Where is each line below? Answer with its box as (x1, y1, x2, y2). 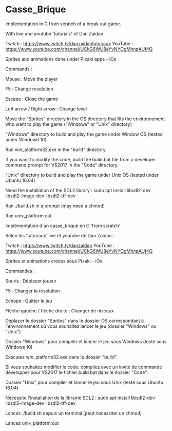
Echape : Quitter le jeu (5, 297, 52, 304)
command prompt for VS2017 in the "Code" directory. (5, 162, 119, 168)
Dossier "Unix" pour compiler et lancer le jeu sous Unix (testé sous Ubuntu (5, 379, 163, 385)
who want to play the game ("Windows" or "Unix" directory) (5, 121, 132, 127)
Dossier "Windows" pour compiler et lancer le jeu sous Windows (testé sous (5, 338, 167, 345)
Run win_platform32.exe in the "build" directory (5, 146, 106, 153)
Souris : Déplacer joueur (5, 277, 56, 284)
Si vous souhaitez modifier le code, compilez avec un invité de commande (5, 364, 162, 370)
